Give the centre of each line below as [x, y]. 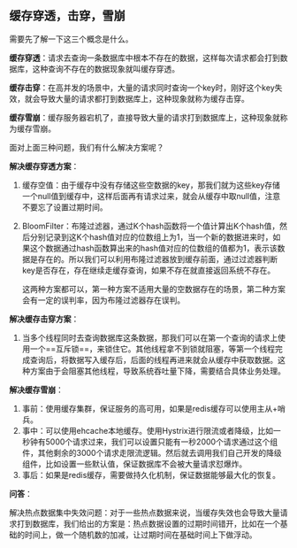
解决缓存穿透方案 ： [44, 166]
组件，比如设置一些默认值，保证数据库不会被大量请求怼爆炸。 [134, 464]
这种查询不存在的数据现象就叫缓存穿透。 [106, 68]
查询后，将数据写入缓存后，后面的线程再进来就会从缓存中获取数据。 [154, 359]
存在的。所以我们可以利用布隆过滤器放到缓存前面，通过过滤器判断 [158, 259]
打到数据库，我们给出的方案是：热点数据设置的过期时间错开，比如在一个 [148, 523]
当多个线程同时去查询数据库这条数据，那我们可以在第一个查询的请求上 [150, 337]
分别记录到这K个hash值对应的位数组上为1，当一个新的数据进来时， [151, 236]
